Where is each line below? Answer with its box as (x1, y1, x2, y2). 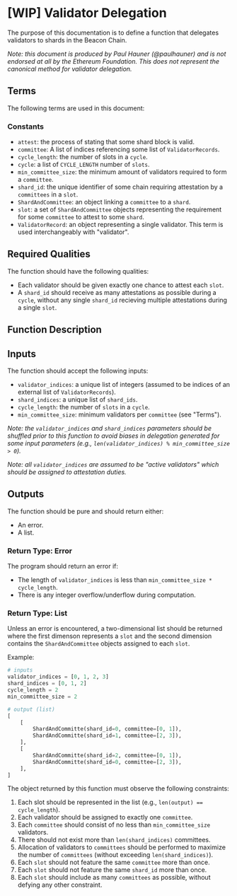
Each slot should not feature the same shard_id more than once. (17, 866, 207, 874)
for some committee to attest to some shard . (17, 213, 145, 221)
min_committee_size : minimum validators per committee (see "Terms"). (17, 410, 221, 419)
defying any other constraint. (17, 880, 103, 889)
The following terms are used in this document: (7, 104, 145, 112)
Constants (7, 122, 45, 132)
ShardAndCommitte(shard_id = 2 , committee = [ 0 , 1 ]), (33, 752, 182, 759)
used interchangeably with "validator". (17, 228, 129, 236)
